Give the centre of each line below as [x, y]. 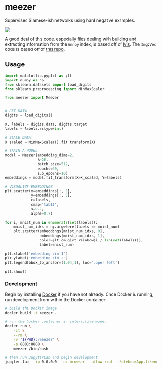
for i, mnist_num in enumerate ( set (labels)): [51, 222]
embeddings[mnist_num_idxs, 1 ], [72, 236]
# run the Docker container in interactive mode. [56, 321]
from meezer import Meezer [32, 98]
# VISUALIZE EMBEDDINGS [29, 186]
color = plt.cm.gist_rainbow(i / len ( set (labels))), [91, 241]
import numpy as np [25, 80]
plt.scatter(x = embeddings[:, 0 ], [39, 191]
